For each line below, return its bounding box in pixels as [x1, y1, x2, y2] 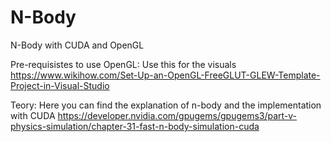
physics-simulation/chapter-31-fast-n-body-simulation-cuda [10, 120, 260, 132]
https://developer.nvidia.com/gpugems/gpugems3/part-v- [57, 109, 298, 121]
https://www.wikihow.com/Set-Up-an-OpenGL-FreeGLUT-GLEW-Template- [10, 69, 321, 81]
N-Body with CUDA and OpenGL [10, 39, 145, 51]
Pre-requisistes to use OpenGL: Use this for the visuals [10, 58, 237, 70]
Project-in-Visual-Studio [10, 79, 110, 91]
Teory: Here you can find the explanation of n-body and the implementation [10, 99, 322, 111]
